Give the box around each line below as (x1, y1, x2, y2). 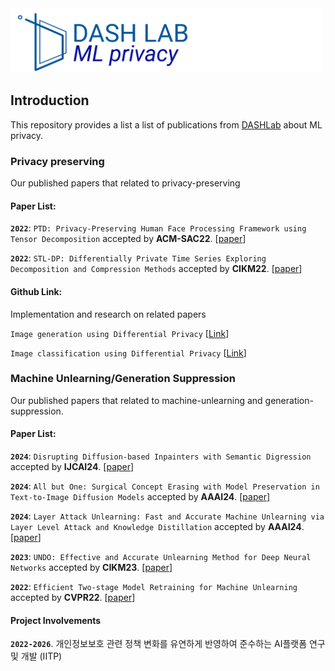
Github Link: (10, 285, 63, 297)
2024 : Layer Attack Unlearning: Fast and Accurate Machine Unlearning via (10, 510, 325, 522)
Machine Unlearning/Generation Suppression (10, 372, 236, 386)
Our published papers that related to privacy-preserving (10, 177, 241, 189)
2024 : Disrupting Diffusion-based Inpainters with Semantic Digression (10, 450, 312, 462)
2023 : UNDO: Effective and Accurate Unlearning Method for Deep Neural (10, 551, 312, 563)
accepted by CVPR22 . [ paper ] (10, 592, 136, 604)
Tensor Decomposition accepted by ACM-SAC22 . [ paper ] (10, 233, 247, 245)
